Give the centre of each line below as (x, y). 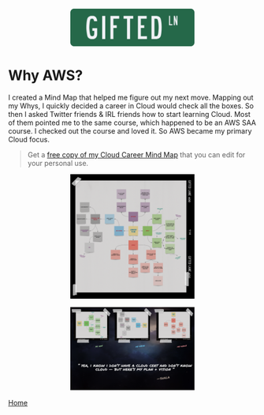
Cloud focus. (29, 139)
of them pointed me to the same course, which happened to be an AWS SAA (132, 123)
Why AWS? (46, 75)
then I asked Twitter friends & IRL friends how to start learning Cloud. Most (129, 114)
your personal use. (58, 163)
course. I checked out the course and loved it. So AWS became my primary (130, 130)
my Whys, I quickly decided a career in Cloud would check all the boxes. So (131, 106)
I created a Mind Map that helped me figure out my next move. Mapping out (131, 97)
